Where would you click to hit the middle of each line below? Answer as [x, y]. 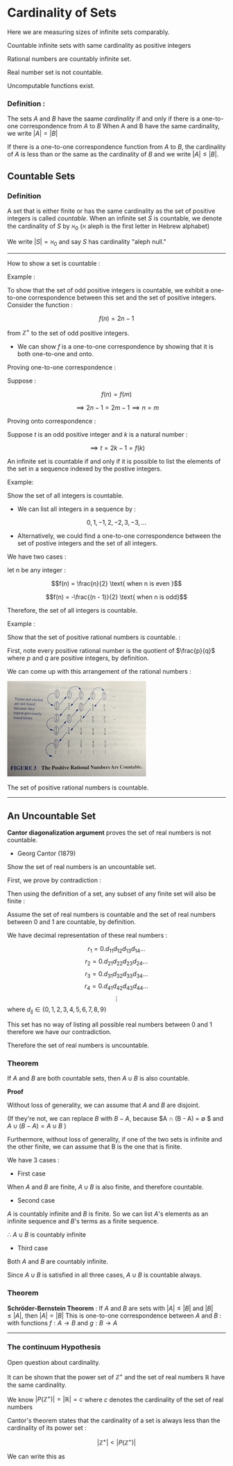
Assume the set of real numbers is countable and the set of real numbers [112, 914]
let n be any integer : [36, 570]
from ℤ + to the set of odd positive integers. [68, 332]
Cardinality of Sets [62, 13]
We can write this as [36, 1456]
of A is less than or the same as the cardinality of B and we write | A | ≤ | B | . [113, 155]
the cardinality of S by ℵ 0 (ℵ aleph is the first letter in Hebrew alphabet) [109, 227]
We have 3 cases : [34, 1160]
